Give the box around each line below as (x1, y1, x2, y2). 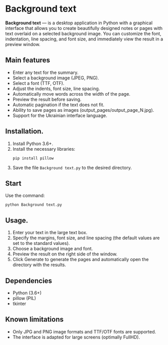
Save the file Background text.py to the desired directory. (12, 164, 132, 170)
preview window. (5, 41, 40, 47)
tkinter (12, 300, 26, 307)
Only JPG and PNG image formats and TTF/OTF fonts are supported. (12, 328, 156, 334)
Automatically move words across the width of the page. (12, 91, 131, 97)
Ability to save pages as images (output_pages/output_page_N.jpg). (12, 107, 154, 113)
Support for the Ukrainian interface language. (12, 112, 108, 118)
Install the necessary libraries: (12, 146, 75, 152)
